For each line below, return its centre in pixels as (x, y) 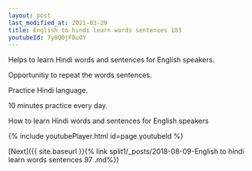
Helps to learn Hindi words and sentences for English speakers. (111, 60)
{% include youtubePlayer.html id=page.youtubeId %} (96, 136)
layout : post (30, 15)
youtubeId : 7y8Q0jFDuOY (47, 37)
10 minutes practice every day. (58, 106)
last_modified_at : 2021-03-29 (58, 23)
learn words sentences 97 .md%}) (64, 160)
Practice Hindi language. (48, 91)
